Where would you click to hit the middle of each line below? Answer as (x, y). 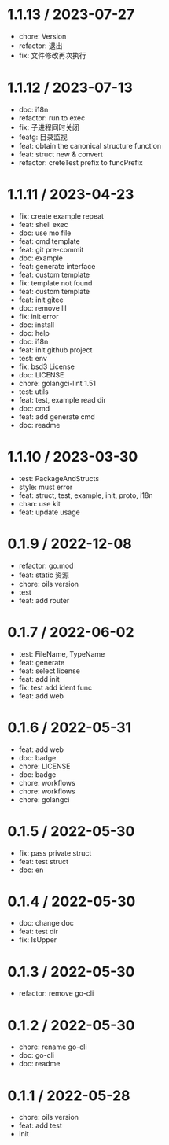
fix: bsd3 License (47, 366)
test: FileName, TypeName (62, 653)
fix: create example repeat (61, 216)
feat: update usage (49, 512)
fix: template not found (55, 283)
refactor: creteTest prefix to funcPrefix (81, 162)
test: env (33, 358)
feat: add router (44, 600)
